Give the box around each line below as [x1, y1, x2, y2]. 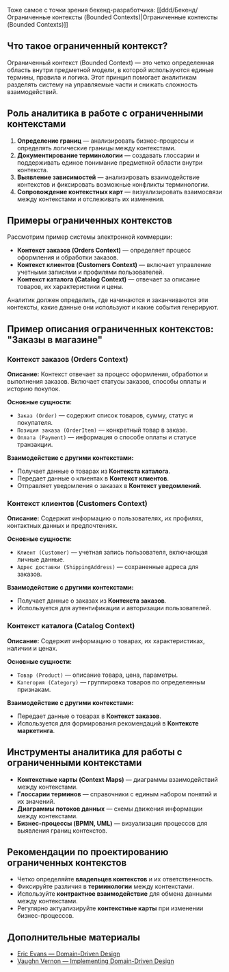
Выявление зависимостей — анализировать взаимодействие [16, 173, 200, 181]
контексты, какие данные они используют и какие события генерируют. [7, 303, 219, 312]
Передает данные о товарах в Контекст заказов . [16, 712, 162, 720]
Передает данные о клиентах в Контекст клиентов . [16, 474, 170, 483]
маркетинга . [16, 726, 55, 734]
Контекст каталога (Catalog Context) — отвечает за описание [16, 275, 200, 283]
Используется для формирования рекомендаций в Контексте [16, 719, 200, 727]
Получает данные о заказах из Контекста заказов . [16, 597, 167, 605]
